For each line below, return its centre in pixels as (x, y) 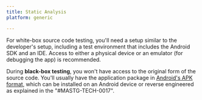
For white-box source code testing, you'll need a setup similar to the (92, 40)
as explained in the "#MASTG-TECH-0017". (60, 90)
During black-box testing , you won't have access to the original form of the (101, 71)
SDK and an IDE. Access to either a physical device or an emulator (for (95, 53)
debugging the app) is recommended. (54, 59)
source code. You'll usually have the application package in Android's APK (99, 78)
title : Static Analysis (37, 12)
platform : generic (30, 18)
